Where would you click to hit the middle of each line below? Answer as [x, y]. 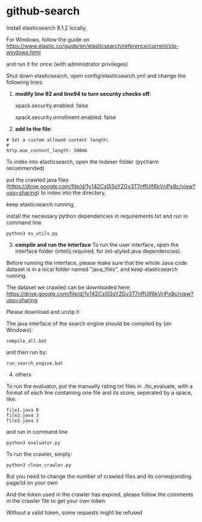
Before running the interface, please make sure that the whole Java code [97, 263]
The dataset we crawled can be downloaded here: [69, 287]
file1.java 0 [23, 410]
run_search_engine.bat [35, 363]
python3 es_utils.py [32, 234]
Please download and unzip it [43, 311]
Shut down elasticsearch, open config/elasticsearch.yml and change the [96, 75]
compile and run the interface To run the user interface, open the [97, 244]
